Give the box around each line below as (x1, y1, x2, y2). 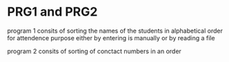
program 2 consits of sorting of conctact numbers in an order (7, 47, 181, 55)
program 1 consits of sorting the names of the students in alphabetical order (7, 27, 223, 35)
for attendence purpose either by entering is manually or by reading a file (7, 33, 215, 42)
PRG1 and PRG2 (7, 4, 98, 20)
